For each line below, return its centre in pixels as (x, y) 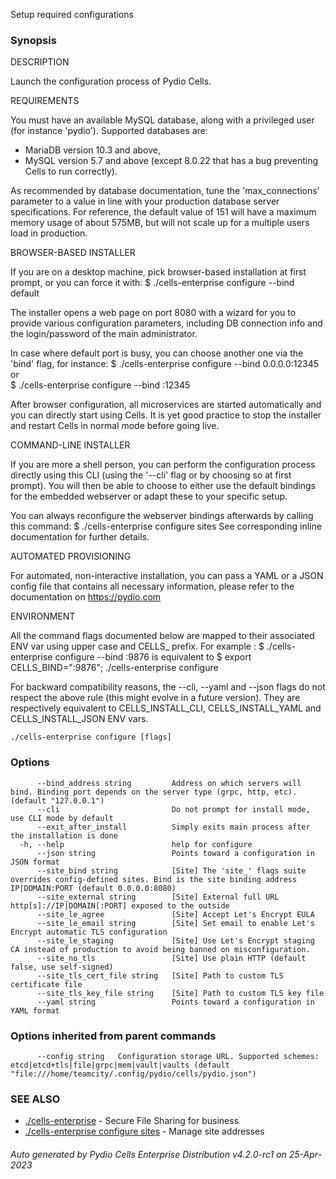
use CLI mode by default (62, 818)
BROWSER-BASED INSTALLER (73, 253)
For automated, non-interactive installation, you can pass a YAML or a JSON (167, 576)
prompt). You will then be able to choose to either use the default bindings (163, 486)
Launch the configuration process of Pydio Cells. (111, 81)
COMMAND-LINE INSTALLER (70, 445)
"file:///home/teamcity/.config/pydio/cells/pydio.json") (133, 1074)
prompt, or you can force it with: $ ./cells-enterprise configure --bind (152, 283)
